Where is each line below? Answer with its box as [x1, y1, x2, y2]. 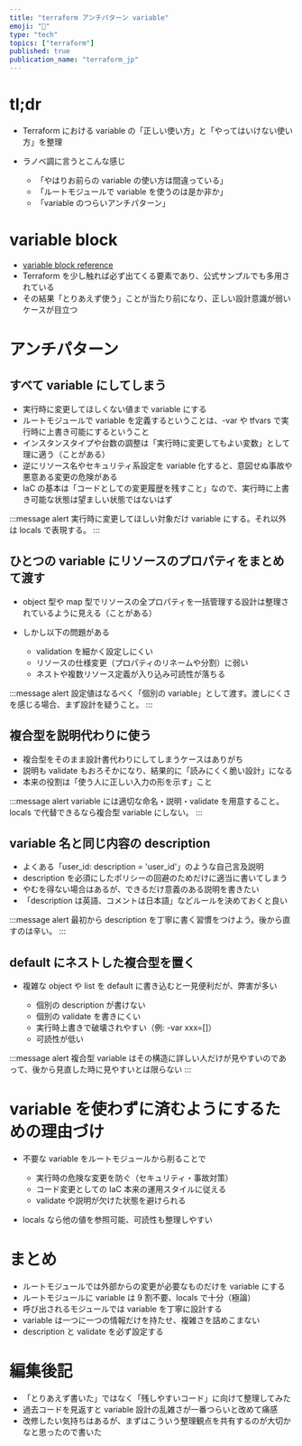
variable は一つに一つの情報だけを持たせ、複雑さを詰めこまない [22, 1315, 261, 1325]
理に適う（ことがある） [22, 448, 110, 459]
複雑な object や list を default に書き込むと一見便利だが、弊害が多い [22, 981, 278, 991]
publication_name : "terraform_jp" [9, 55, 140, 64]
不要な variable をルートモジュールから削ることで [22, 1153, 206, 1164]
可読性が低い [35, 1034, 84, 1045]
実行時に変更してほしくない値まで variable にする [22, 403, 207, 414]
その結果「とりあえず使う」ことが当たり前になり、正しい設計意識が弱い [22, 293, 291, 304]
